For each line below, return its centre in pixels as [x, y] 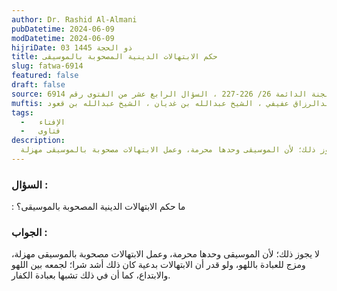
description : [38, 141]
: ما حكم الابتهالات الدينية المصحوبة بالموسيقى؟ [98, 207]
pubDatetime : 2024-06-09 [63, 29]
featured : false [45, 76]
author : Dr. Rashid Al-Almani [74, 19]
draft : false [38, 85]
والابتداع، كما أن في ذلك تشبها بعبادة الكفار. [91, 275]
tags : [22, 112]
